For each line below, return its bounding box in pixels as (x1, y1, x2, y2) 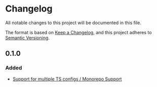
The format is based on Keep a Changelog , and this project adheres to (5, 29, 152, 35)
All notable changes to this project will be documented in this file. (5, 20, 142, 26)
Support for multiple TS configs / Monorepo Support (12, 76, 122, 82)
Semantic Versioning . (5, 35, 50, 41)
